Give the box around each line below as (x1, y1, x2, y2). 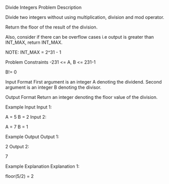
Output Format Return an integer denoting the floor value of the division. (5, 94, 158, 100)
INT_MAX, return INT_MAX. (5, 39, 63, 45)
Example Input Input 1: (5, 104, 52, 110)
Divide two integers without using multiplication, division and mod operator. (5, 14, 165, 20)
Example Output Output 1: (5, 134, 59, 140)
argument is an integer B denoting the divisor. (5, 84, 101, 90)
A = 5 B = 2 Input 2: (5, 114, 47, 120)
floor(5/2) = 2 (5, 173, 34, 179)
